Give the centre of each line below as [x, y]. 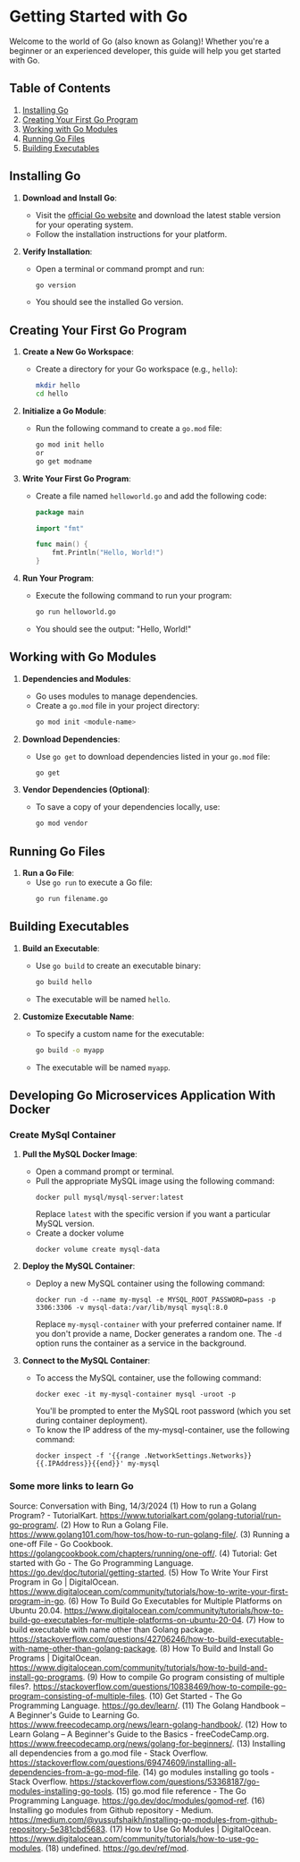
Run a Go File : [48, 873]
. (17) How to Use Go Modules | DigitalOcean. [188, 1829]
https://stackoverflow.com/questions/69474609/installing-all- [123, 1762]
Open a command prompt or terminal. [104, 1172]
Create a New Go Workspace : [78, 352]
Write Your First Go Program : [76, 478]
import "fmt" [60, 528]
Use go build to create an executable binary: [118, 965]
